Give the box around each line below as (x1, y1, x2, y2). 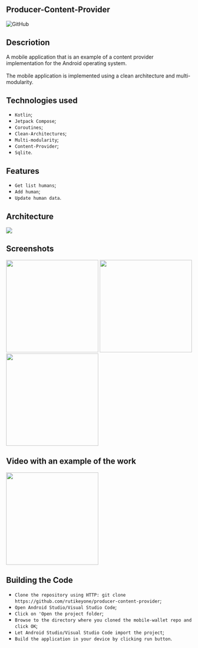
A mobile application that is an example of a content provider (6, 53, 154, 60)
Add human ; (14, 188, 41, 195)
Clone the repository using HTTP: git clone (14, 592, 126, 598)
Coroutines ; (14, 124, 43, 131)
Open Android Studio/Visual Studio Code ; (14, 603, 117, 611)
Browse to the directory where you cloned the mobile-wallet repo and (14, 617, 192, 623)
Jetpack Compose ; (14, 118, 57, 125)
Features (6, 166, 39, 176)
